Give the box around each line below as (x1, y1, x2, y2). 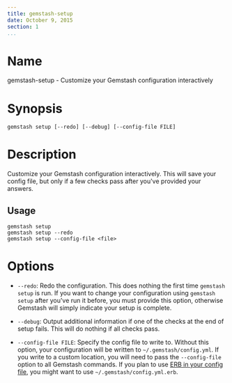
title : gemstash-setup (7, 10, 73, 17)
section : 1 (7, 23, 39, 30)
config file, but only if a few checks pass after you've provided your (7, 177, 201, 185)
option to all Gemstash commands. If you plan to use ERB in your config (17, 360, 224, 368)
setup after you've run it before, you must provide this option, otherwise (17, 296, 224, 304)
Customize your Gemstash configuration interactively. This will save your (7, 170, 217, 178)
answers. (7, 185, 33, 193)
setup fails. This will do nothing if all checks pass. (17, 325, 160, 333)
